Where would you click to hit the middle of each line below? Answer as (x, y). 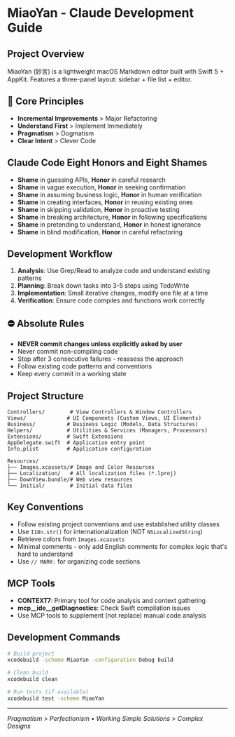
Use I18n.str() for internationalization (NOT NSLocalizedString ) (110, 531)
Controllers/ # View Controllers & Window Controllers (100, 412)
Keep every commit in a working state (72, 374)
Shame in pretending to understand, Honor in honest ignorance (109, 224)
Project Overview (46, 54)
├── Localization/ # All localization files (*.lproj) (92, 474)
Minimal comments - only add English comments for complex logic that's (122, 546)
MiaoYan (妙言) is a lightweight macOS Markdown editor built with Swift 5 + (116, 71)
